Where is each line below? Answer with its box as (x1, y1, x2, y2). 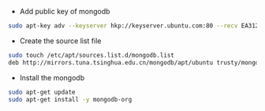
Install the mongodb (19, 72, 85, 82)
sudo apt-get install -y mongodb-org (8, 95, 132, 103)
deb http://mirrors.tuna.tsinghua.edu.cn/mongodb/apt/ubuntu (8, 58, 214, 66)
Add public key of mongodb (19, 7, 110, 16)
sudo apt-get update (8, 88, 77, 96)
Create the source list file (19, 35, 102, 46)
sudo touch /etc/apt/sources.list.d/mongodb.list (8, 51, 175, 59)
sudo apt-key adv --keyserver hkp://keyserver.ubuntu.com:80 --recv (8, 22, 238, 30)
